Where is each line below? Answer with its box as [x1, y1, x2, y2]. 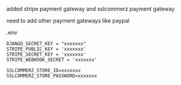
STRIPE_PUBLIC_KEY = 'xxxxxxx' [6, 46, 87, 52]
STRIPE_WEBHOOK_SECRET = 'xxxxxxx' [6, 57, 98, 63]
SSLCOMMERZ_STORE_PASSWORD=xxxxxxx [6, 73, 98, 79]
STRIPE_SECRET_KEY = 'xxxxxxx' [6, 51, 87, 57]
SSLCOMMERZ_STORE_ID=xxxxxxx [6, 67, 81, 73]
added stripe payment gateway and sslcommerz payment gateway [6, 6, 175, 12]
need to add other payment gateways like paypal [6, 17, 130, 24]
